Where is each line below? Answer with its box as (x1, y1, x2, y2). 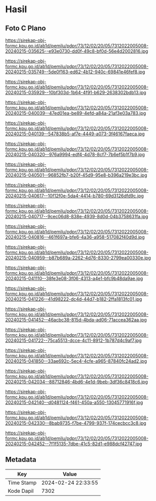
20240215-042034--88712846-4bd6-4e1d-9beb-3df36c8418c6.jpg (5, 379, 148, 385)
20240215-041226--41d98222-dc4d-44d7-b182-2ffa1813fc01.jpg (5, 296, 142, 302)
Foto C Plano (5, 24, 46, 33)
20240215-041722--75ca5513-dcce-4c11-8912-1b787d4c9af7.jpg (5, 337, 142, 343)
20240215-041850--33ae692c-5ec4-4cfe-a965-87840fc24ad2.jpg (5, 358, 147, 364)
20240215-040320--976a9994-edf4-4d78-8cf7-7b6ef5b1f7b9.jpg (5, 152, 145, 157)
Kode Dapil (8, 487, 34, 494)
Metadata (5, 455, 36, 464)
